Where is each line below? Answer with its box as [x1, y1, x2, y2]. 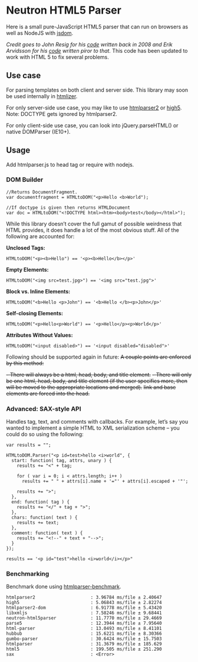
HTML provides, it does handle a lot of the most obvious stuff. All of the [6, 226, 180, 234]
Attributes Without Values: [6, 331, 73, 338]
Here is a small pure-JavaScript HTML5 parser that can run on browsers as [6, 23, 189, 30]
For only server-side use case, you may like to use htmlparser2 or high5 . [6, 104, 182, 111]
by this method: [6, 359, 44, 367]
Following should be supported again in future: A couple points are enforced [6, 353, 192, 360]
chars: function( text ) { [11, 515, 78, 521]
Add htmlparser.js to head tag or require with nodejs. [6, 161, 134, 168]
